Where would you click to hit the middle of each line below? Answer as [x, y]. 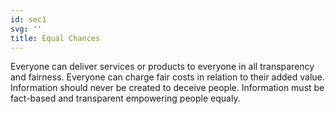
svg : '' [26, 29]
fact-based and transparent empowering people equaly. [125, 98]
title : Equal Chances [55, 38]
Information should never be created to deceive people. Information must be [167, 88]
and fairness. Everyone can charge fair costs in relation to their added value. [167, 77]
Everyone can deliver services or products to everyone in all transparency [162, 67]
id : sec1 [28, 19]
